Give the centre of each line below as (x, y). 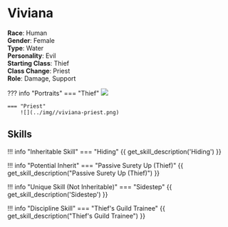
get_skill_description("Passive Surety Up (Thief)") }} (84, 173)
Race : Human (27, 33)
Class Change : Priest (39, 71)
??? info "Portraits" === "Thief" (53, 93)
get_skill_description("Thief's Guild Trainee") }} (77, 216)
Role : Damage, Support (42, 78)
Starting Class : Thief (38, 63)
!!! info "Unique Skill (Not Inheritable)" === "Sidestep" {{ (90, 186)
